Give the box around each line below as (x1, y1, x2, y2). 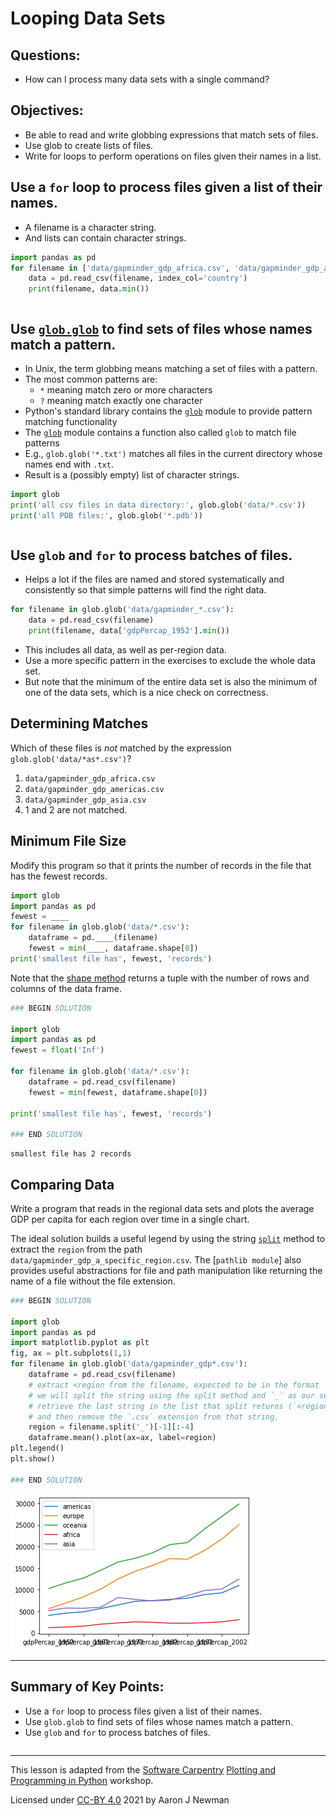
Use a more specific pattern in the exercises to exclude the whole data (24, 655, 316, 666)
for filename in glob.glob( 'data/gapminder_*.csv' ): (10, 605, 235, 615)
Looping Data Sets (10, 7, 166, 30)
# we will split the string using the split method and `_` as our (28, 1390, 315, 1401)
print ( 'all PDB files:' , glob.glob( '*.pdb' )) (10, 510, 203, 521)
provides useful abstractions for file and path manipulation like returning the (10, 1264, 323, 1276)
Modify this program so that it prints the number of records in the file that (10, 859, 312, 871)
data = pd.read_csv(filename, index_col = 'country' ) (28, 273, 248, 284)
